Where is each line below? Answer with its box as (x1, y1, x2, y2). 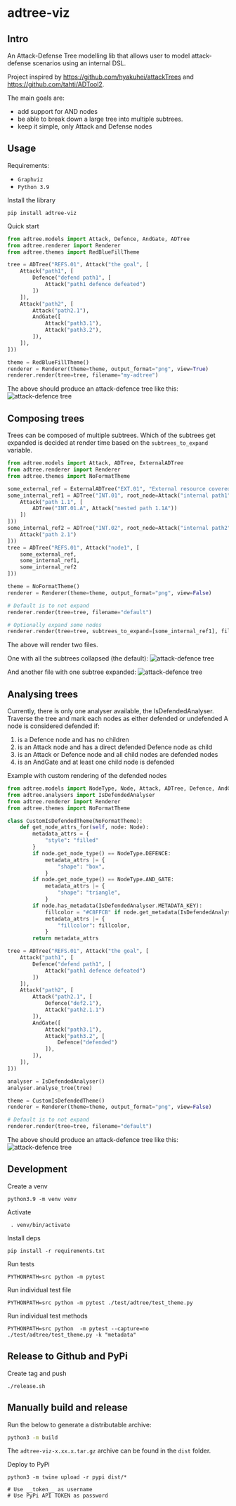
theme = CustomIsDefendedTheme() (7, 1097, 105, 1104)
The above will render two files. (7, 641, 98, 649)
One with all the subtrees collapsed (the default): (7, 654, 149, 663)
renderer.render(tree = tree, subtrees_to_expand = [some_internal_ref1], (7, 628, 218, 635)
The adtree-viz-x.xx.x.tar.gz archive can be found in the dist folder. (7, 1446, 211, 1455)
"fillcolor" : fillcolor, (57, 922, 131, 929)
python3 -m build (7, 1434, 58, 1441)
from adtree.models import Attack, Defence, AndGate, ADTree (7, 235, 190, 242)
